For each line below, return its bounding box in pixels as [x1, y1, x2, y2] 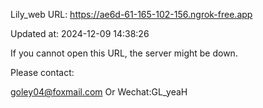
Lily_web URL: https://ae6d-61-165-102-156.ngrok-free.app [10, 9, 253, 20]
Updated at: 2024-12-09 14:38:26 [10, 28, 150, 39]
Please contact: [10, 67, 75, 78]
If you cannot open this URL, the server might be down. [10, 47, 238, 59]
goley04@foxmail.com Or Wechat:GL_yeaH [10, 86, 188, 98]
